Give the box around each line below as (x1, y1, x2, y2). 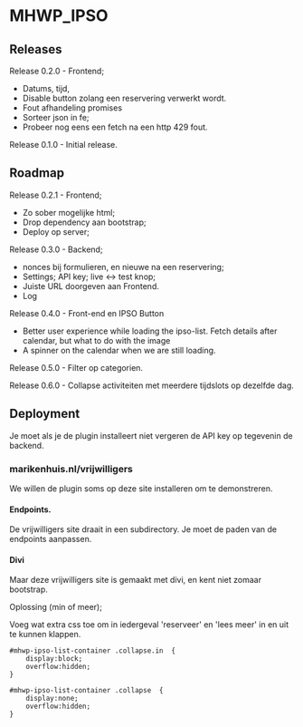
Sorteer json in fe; (22, 112, 90, 122)
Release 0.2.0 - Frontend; (9, 65, 105, 76)
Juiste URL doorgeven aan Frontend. (22, 280, 160, 291)
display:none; (25, 694, 79, 703)
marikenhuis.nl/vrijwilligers (9, 462, 133, 475)
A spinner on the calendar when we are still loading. (22, 344, 216, 355)
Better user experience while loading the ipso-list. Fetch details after (22, 325, 278, 336)
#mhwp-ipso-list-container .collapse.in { (9, 646, 176, 655)
